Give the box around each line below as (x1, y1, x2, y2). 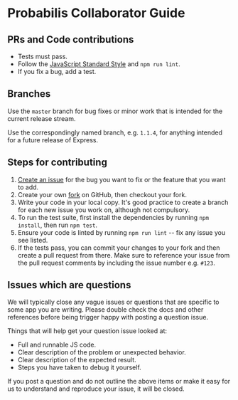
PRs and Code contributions (7, 33, 134, 46)
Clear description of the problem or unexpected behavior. (17, 348, 186, 357)
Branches (7, 88, 51, 100)
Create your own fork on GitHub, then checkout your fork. (17, 190, 187, 199)
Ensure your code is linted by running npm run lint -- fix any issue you (17, 228, 226, 236)
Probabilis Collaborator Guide (7, 5, 185, 21)
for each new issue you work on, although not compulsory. (17, 205, 190, 214)
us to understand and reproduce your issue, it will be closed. (7, 384, 185, 393)
